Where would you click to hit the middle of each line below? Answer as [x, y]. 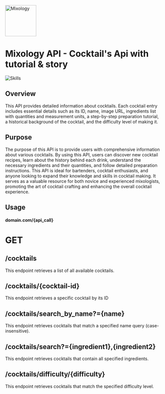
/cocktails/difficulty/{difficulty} [55, 374]
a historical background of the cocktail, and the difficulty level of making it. [82, 122]
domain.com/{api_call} [29, 220]
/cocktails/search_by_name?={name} [65, 314]
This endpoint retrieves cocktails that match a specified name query [75, 326]
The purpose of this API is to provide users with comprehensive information [82, 149]
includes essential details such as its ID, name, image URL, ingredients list [81, 111]
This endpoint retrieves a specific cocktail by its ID [57, 298]
